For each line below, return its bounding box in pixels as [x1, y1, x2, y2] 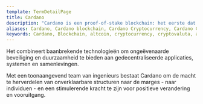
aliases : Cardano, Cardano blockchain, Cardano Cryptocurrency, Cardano [6, 25, 193, 32]
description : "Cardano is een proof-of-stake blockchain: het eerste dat [6, 20, 196, 26]
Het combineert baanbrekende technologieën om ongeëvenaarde [6, 47, 169, 55]
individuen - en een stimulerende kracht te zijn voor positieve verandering [6, 85, 190, 92]
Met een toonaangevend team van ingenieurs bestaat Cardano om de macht [6, 72, 196, 79]
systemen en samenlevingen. [6, 61, 80, 68]
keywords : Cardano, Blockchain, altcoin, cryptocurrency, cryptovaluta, [6, 31, 193, 37]
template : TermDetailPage [6, 8, 71, 15]
